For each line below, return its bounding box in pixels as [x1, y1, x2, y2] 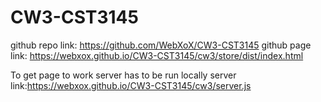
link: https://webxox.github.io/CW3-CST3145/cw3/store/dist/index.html [10, 49, 304, 61]
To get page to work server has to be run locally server [10, 69, 237, 81]
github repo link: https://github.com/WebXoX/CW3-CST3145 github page [10, 39, 312, 51]
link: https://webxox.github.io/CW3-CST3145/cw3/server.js [10, 79, 252, 91]
